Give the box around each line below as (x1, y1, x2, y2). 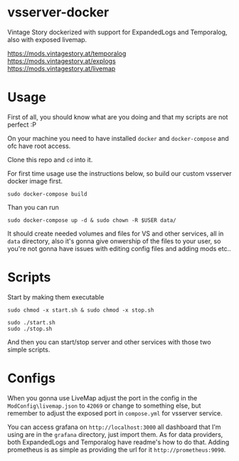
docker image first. (7, 176, 63, 185)
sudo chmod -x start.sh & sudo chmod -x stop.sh (7, 307, 154, 314)
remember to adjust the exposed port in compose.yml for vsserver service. (7, 408, 223, 417)
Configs (7, 371, 55, 386)
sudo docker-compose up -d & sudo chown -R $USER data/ (7, 216, 176, 224)
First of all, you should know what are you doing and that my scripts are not (7, 112, 228, 121)
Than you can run (7, 203, 59, 211)
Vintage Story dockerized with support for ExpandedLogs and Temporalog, (7, 28, 228, 36)
